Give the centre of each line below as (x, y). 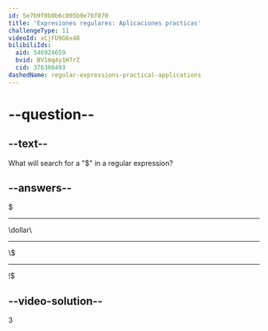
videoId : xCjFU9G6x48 (44, 38)
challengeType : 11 (39, 30)
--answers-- (40, 188)
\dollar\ (20, 230)
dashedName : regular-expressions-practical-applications (105, 75)
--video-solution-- (55, 301)
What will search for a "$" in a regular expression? (91, 163)
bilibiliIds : (30, 45)
